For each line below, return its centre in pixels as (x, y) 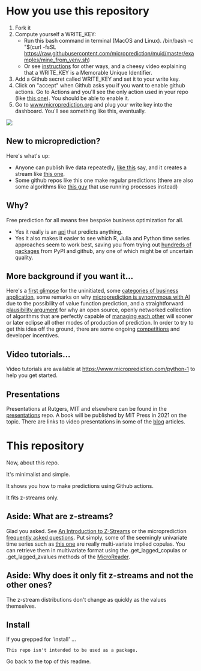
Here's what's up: (28, 155)
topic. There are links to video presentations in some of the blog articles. (96, 422)
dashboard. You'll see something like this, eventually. (80, 111)
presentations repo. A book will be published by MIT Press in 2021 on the (97, 415)
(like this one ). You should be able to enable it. (72, 98)
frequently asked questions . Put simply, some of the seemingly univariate (97, 537)
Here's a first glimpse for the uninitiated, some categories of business (92, 291)
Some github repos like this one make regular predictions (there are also (104, 180)
